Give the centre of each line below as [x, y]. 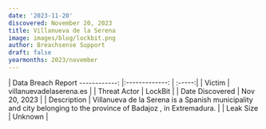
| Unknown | [28, 116]
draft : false [30, 53]
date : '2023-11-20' [41, 16]
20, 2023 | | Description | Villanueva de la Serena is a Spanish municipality [131, 100]
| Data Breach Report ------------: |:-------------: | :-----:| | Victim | [119, 82]
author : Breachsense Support [57, 45]
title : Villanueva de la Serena [62, 30]
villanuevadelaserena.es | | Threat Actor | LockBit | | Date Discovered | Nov [132, 91]
